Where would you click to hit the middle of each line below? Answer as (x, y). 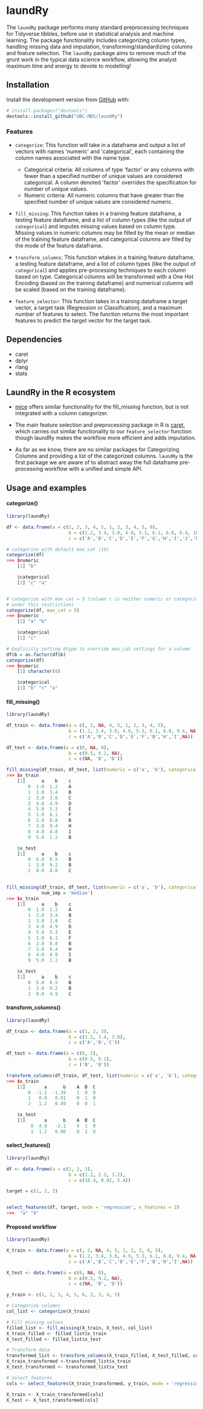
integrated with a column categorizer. (62, 413)
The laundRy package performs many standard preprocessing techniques (98, 27)
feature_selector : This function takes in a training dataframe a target (101, 301)
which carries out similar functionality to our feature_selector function (103, 432)
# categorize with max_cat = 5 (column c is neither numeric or (89, 599)
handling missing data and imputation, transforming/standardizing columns (100, 47)
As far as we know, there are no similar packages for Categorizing (97, 450)
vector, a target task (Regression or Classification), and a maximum (98, 307)
